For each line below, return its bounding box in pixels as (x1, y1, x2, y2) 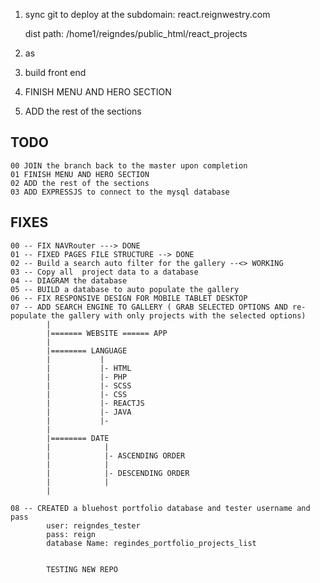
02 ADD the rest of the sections (10, 178, 150, 188)
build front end (24, 67, 87, 78)
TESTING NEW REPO (46, 564, 118, 574)
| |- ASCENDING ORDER (46, 450, 186, 461)
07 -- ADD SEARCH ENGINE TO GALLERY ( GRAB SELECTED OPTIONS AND (10, 302, 288, 312)
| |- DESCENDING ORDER (46, 468, 190, 478)
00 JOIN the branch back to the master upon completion (10, 160, 248, 171)
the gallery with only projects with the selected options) (50, 310, 307, 321)
